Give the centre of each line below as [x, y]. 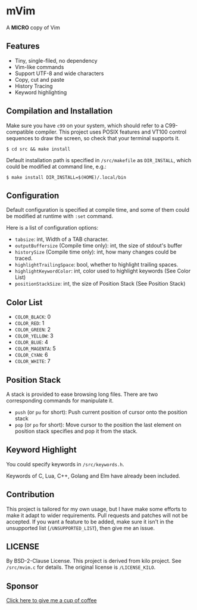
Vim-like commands [39, 67]
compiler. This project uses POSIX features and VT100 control [110, 132]
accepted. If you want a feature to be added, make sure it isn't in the [90, 521]
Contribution [30, 495]
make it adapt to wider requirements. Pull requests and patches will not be [97, 515]
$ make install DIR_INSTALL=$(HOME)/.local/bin [66, 177]
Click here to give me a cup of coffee [51, 600]
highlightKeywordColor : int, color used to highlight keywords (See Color [103, 271]
